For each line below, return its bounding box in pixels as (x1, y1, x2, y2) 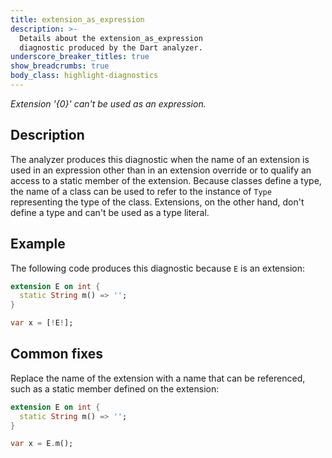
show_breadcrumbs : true (10, 61, 110, 71)
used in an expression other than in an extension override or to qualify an (10, 164, 312, 176)
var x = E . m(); (10, 439, 74, 449)
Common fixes (10, 346, 103, 363)
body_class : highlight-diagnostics (10, 71, 159, 81)
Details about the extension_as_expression (19, 33, 203, 43)
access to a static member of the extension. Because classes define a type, (10, 174, 322, 186)
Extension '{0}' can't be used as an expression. (10, 97, 207, 110)
